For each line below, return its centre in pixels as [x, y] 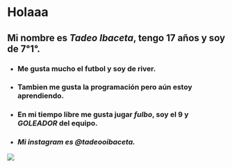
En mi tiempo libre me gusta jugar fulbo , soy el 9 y [103, 114]
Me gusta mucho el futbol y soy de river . [86, 68]
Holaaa [28, 12]
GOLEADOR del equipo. [58, 123]
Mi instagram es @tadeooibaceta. [76, 142]
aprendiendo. [41, 96]
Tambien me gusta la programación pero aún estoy [105, 87]
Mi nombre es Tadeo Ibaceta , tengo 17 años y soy [116, 38]
